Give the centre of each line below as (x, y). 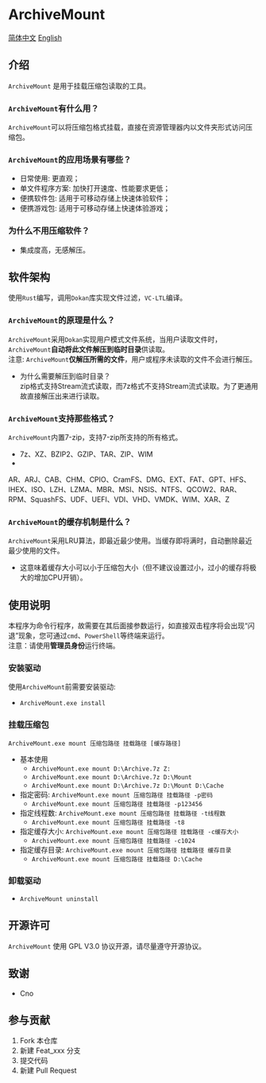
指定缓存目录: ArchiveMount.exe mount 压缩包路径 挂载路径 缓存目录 (125, 849)
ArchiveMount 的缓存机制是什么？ (70, 522)
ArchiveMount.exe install (62, 704)
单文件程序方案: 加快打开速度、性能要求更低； (95, 188)
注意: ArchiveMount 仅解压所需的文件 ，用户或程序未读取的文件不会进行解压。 (132, 359)
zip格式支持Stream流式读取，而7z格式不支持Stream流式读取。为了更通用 (139, 386)
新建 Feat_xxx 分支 (50, 1050)
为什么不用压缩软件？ (49, 231)
